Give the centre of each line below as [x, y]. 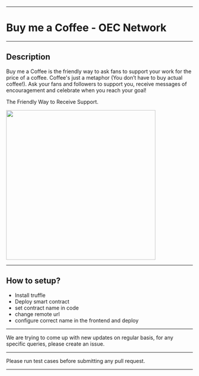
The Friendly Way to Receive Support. [52, 102]
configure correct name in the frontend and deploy [77, 320]
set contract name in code [46, 308]
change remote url [37, 314]
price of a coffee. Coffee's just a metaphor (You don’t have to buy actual [94, 77]
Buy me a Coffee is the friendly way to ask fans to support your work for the [99, 71]
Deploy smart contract [42, 301]
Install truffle [30, 295]
